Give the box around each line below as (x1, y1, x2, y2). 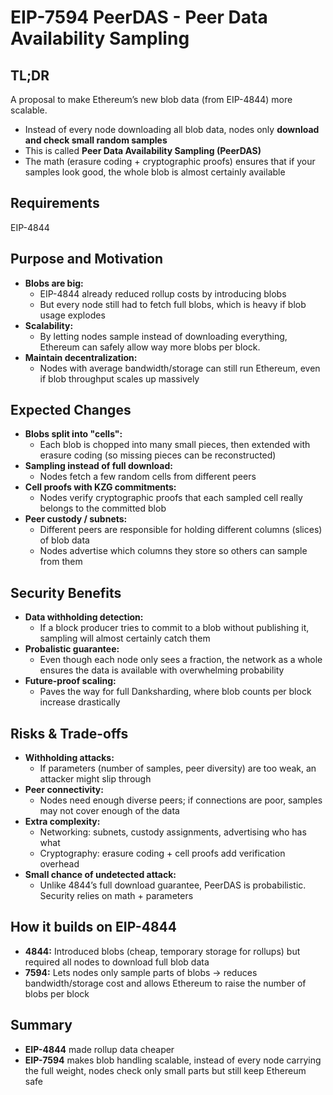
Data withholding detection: (24, 611, 144, 623)
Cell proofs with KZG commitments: (24, 481, 177, 493)
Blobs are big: (24, 277, 84, 289)
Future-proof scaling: (24, 675, 117, 687)
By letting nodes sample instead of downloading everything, (39, 330, 288, 342)
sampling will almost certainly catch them (39, 632, 211, 645)
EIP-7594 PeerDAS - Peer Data (10, 6, 268, 29)
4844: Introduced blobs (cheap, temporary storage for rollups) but (24, 945, 301, 957)
